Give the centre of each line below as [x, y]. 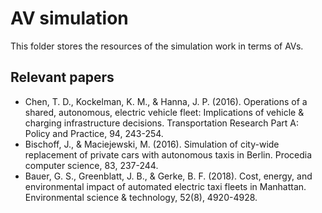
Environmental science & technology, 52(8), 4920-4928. [141, 197]
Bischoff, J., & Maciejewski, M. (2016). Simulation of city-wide [152, 144]
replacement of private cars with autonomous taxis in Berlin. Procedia [168, 154]
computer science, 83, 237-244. [91, 165]
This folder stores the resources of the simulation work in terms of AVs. [157, 46]
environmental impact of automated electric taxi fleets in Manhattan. [165, 186]
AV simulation [69, 18]
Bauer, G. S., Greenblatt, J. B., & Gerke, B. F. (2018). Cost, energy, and [168, 176]
